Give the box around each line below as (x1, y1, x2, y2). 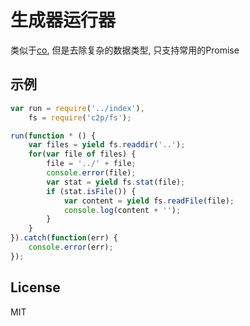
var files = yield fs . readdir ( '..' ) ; (28, 140, 186, 150)
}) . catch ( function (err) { (10, 233, 118, 243)
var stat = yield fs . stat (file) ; (46, 177, 186, 187)
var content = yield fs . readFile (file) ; (63, 196, 235, 206)
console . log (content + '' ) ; (63, 205, 182, 215)
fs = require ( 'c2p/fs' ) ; (28, 112, 132, 123)
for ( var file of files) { (28, 149, 137, 160)
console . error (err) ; (28, 242, 114, 252)
